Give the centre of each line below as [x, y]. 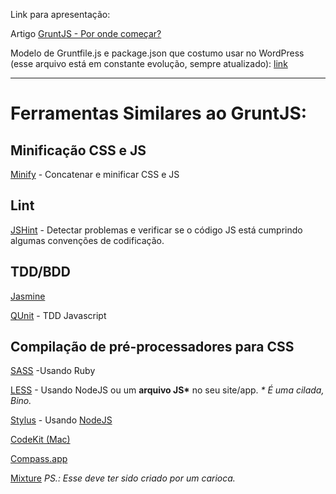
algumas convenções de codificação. [87, 240]
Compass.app [39, 459]
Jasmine [28, 296]
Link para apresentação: [60, 14]
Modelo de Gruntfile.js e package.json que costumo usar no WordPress [157, 53]
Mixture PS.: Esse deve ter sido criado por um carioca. [123, 478]
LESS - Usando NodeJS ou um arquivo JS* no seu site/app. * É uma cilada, [167, 390]
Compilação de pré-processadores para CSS [152, 347]
